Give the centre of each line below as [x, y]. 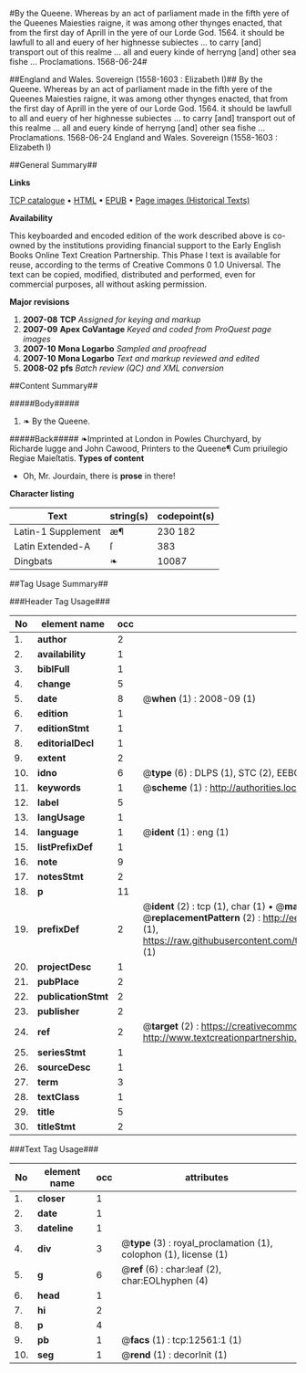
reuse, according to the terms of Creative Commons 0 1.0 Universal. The [145, 265]
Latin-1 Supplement [58, 531]
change [54, 684]
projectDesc [65, 967]
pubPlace [59, 982]
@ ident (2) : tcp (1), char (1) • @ [214, 906]
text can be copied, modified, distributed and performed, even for [133, 274]
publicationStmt [73, 996]
